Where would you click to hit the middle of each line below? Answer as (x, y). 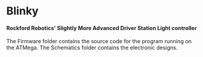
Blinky (22, 11)
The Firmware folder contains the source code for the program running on (99, 41)
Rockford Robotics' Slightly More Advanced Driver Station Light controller (102, 28)
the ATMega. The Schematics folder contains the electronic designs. (92, 48)
